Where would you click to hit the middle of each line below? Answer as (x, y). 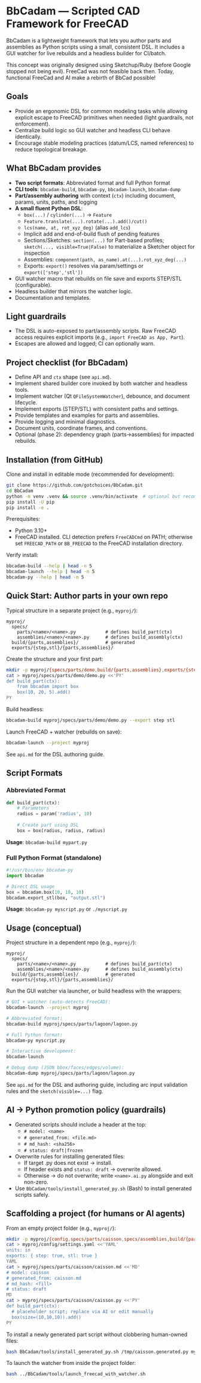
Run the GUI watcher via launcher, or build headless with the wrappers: (94, 991)
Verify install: (22, 555)
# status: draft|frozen (54, 1150)
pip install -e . (28, 508)
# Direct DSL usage (31, 886)
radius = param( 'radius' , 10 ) (55, 814)
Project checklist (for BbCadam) (67, 363)
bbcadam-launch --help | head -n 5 (51, 572)
